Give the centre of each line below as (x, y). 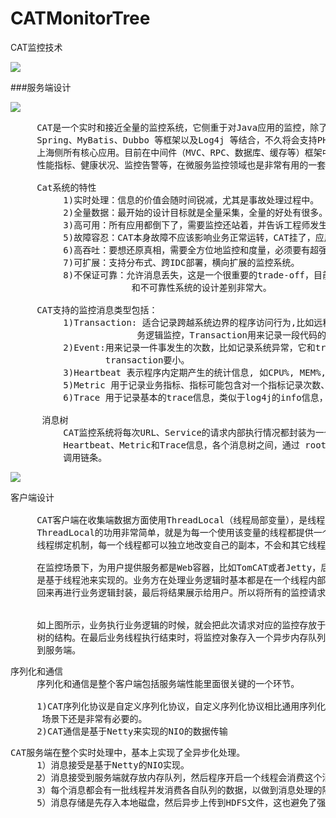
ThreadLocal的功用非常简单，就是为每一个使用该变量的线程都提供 (175, 532)
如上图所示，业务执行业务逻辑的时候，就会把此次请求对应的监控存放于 (181, 625)
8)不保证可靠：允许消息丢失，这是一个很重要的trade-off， (189, 275)
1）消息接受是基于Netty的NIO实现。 (113, 765)
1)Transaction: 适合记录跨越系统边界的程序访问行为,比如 (189, 322)
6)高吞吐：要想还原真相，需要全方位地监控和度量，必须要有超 (191, 250)
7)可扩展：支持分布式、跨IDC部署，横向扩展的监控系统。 (181, 262)
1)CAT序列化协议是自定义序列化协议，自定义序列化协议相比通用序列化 (181, 706)
